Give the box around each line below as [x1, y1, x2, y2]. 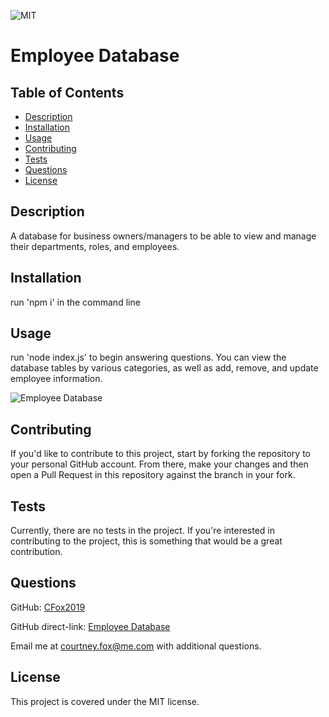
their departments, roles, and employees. [10, 240, 180, 252]
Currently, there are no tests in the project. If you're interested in [10, 525, 276, 537]
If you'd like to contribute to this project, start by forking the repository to [10, 448, 311, 460]
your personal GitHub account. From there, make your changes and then [10, 458, 309, 470]
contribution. [10, 546, 63, 558]
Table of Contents [10, 84, 125, 101]
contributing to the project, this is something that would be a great [10, 535, 283, 547]
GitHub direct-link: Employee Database [10, 620, 171, 632]
